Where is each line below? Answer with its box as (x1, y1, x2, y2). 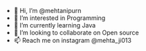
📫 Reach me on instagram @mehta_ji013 (13, 37, 131, 44)
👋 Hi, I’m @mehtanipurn (13, 7, 82, 14)
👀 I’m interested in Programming (13, 14, 106, 22)
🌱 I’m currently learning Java (13, 21, 96, 29)
